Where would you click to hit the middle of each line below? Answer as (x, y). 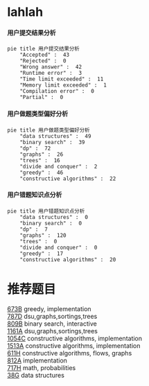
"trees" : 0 (38, 241)
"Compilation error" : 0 (57, 91)
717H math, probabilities (42, 367)
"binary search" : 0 (51, 223)
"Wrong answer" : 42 (51, 67)
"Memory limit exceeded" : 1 (63, 85)
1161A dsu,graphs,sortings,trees (53, 331)
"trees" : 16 (40, 160)
